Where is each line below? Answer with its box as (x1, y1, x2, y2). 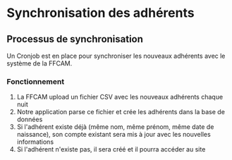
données (16, 115, 43, 124)
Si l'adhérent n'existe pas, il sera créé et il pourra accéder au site (16, 145, 206, 154)
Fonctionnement (6, 76, 65, 86)
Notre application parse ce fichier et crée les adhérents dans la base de (16, 108, 225, 116)
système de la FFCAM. (6, 59, 73, 68)
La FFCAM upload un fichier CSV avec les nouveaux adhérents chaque (16, 93, 224, 101)
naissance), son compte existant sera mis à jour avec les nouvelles (16, 130, 211, 139)
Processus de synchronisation (6, 33, 144, 45)
